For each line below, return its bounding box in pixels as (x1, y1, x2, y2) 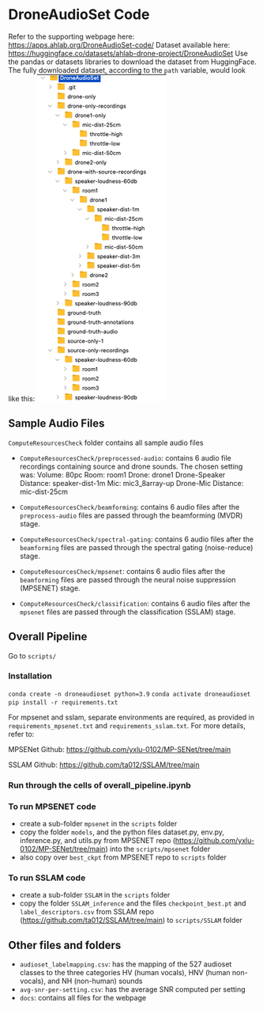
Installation (8, 670, 53, 682)
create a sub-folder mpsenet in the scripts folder (19, 819, 178, 829)
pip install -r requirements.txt (8, 698, 118, 706)
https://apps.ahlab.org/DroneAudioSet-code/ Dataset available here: (8, 40, 231, 49)
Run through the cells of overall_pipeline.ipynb (8, 780, 191, 791)
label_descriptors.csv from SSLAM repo (19, 907, 155, 917)
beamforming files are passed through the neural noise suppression (19, 575, 236, 584)
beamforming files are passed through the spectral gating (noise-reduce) (19, 542, 254, 552)
